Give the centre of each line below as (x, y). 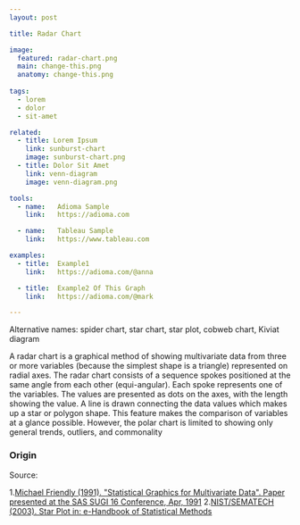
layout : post (33, 17)
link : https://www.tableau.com (87, 239)
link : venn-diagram (62, 174)
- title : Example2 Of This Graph (81, 288)
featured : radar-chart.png (67, 58)
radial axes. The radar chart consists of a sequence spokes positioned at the (150, 375)
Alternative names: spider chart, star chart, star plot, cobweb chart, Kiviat (144, 329)
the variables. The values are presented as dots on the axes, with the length (149, 395)
